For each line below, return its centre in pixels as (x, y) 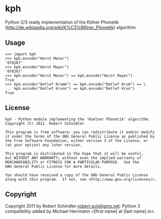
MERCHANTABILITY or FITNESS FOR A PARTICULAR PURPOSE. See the (72, 162)
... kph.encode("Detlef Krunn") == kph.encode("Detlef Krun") (70, 88)
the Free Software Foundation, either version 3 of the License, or (77, 140)
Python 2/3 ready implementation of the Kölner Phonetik (62, 22)
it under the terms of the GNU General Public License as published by (80, 136)
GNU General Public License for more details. (54, 166)
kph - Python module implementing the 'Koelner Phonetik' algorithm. (78, 119)
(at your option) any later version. (44, 145)
